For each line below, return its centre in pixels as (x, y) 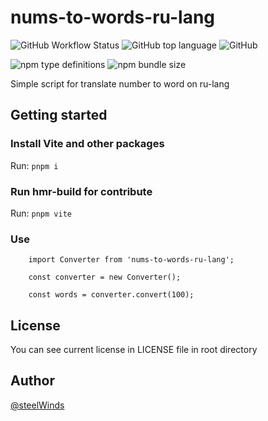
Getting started (59, 115)
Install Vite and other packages (87, 144)
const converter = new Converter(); (105, 277)
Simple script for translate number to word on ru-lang (120, 83)
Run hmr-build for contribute (81, 191)
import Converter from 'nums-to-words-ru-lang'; (131, 260)
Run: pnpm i (34, 165)
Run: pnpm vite (41, 213)
